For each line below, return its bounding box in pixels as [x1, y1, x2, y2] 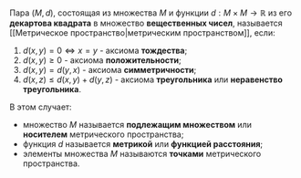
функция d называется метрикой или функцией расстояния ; [22, 139, 264, 149]
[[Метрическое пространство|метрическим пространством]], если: [9, 27, 275, 38]
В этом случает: [9, 101, 72, 112]
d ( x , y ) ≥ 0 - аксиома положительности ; [22, 55, 182, 66]
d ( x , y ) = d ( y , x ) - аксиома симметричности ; [22, 65, 197, 75]
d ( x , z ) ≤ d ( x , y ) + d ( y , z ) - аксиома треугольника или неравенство [22, 74, 283, 85]
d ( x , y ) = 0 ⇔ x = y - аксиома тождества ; [22, 45, 188, 56]
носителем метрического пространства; [22, 129, 184, 140]
